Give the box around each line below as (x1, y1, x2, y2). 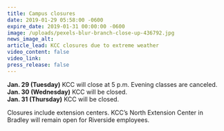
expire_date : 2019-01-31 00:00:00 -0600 (7, 23, 126, 30)
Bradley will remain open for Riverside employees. (7, 115, 150, 124)
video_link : (7, 55, 41, 62)
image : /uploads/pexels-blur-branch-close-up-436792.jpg (7, 29, 175, 37)
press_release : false (7, 61, 70, 68)
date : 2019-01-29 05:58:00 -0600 (7, 17, 104, 23)
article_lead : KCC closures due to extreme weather (7, 42, 159, 49)
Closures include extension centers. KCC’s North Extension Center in (7, 108, 204, 117)
